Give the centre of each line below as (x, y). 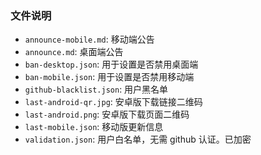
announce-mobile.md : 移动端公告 (89, 39)
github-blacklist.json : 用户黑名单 (96, 89)
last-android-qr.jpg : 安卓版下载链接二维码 (113, 102)
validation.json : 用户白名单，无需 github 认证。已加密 (138, 139)
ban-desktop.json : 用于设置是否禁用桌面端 (111, 64)
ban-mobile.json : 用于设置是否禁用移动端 (109, 77)
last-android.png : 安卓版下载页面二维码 (107, 114)
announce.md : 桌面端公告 (74, 52)
